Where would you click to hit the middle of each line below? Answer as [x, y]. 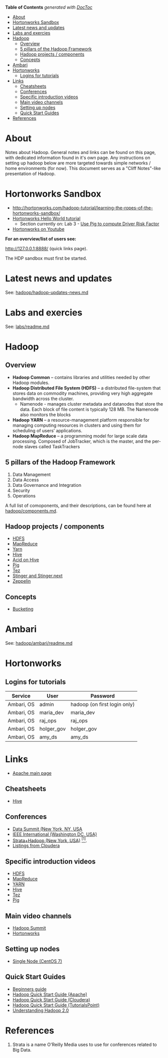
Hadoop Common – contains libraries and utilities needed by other [81, 377]
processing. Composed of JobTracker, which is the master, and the [82, 441]
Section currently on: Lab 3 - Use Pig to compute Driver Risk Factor [90, 224]
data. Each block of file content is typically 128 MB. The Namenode [89, 409]
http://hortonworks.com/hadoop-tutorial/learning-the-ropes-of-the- [82, 208]
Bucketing [23, 609]
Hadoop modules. [31, 383]
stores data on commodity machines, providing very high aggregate [82, 393]
